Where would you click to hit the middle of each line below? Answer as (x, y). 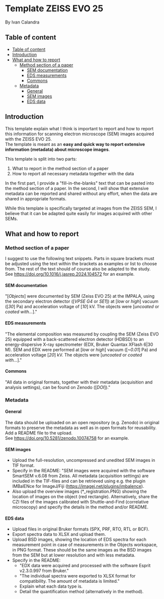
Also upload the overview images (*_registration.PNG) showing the (79, 491)
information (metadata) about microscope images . (58, 149)
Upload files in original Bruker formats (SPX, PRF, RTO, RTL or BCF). (81, 529)
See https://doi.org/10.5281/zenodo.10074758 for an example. (67, 438)
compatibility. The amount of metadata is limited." (70, 581)
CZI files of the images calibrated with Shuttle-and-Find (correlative (80, 502)
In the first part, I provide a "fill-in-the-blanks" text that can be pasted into (80, 183)
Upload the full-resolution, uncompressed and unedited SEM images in (84, 460)
